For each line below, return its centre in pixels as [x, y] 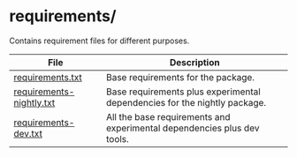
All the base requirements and [168, 116]
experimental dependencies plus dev [183, 128]
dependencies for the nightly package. [186, 102]
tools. [118, 138]
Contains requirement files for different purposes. [99, 41]
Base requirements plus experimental [183, 92]
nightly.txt [34, 102]
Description [194, 62]
